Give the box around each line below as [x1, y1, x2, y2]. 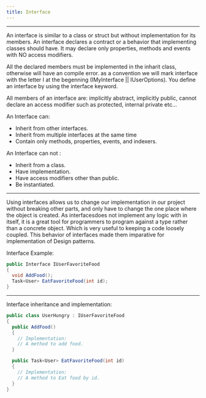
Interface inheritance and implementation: [6, 301, 112, 308]
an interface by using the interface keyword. [6, 82, 118, 89]
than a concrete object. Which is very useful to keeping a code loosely [6, 224, 185, 231]
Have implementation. [15, 168, 71, 175]
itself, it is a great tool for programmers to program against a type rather [6, 218, 188, 225]
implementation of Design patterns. [6, 237, 96, 245]
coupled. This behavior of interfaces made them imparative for [6, 231, 164, 238]
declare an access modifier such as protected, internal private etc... [6, 100, 177, 108]
